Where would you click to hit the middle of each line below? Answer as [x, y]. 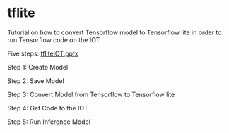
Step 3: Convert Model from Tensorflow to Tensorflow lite [91, 94]
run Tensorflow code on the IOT [54, 39]
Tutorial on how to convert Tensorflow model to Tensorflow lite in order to [114, 32]
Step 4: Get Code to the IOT [48, 108]
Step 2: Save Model [36, 81]
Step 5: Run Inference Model [49, 122]
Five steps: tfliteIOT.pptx [43, 53]
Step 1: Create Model [38, 67]
